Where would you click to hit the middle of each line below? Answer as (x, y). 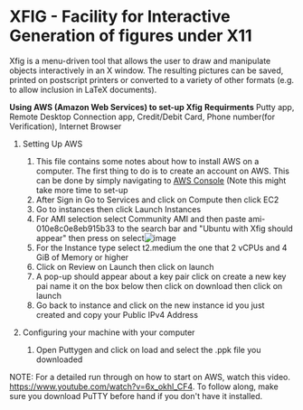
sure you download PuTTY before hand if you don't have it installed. (136, 396)
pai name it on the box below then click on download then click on (159, 285)
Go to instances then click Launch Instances (118, 209)
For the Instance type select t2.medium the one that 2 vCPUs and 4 (161, 247)
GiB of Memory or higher (82, 257)
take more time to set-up (82, 190)
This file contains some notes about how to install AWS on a (147, 161)
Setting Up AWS (52, 144)
